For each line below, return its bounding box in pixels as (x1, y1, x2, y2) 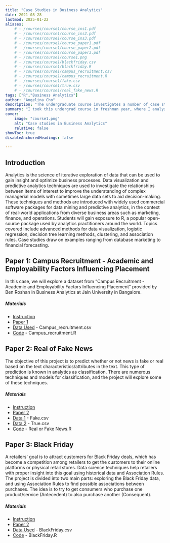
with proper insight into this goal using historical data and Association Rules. (5, 470, 164, 476)
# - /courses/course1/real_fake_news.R (14, 87, 99, 93)
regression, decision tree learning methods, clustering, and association (5, 231, 153, 237)
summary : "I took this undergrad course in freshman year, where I (5, 107, 151, 112)
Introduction (5, 158, 46, 167)
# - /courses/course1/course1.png (14, 54, 87, 60)
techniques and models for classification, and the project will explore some (5, 374, 162, 380)
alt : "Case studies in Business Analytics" (14, 120, 108, 126)
